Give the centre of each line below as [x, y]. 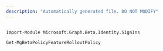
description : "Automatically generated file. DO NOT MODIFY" [82, 11]
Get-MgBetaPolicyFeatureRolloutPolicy [53, 42]
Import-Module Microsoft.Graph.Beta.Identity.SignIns [73, 32]
